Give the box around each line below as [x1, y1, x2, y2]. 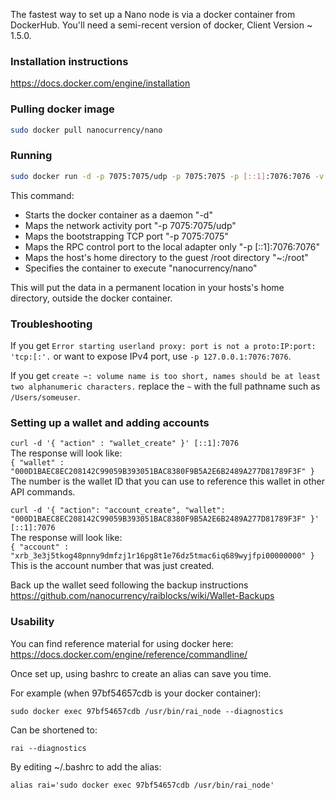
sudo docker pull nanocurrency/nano [10, 125, 163, 135]
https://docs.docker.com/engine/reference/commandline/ [10, 648, 248, 660]
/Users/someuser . [10, 390, 81, 403]
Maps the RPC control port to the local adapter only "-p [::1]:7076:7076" [24, 240, 321, 253]
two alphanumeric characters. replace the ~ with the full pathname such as [10, 380, 321, 392]
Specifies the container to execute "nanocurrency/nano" [24, 262, 258, 274]
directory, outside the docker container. [10, 292, 173, 304]
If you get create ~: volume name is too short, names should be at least [10, 369, 321, 381]
